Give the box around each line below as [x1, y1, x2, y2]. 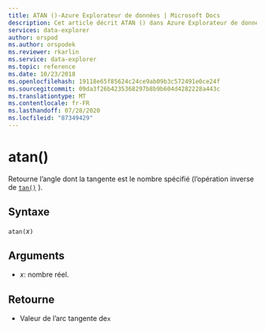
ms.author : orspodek [8, 41, 77, 49]
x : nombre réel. [19, 270, 69, 280]
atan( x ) [8, 226, 34, 236]
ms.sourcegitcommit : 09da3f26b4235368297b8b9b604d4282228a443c [8, 84, 221, 93]
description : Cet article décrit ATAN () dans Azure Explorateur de [8, 19, 238, 27]
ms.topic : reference [8, 63, 77, 71]
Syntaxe [8, 206, 50, 219]
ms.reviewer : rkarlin [8, 48, 80, 56]
